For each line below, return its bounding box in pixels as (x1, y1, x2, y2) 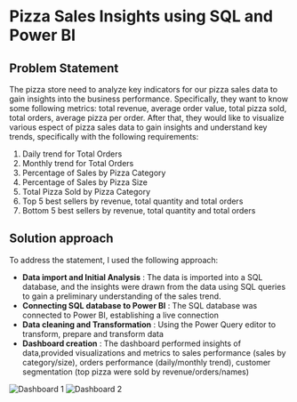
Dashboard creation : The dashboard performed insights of (21, 338, 242, 349)
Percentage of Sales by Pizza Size (21, 177, 148, 188)
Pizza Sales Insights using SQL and (9, 6, 274, 27)
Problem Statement (9, 60, 119, 76)
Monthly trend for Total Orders (21, 158, 134, 168)
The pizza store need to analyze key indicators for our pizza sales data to (9, 84, 278, 94)
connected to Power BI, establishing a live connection (21, 310, 220, 320)
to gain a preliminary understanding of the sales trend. (21, 291, 221, 301)
